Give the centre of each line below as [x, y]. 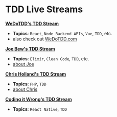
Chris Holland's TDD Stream [36, 74]
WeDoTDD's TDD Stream [32, 24]
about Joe [23, 64]
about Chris [25, 89]
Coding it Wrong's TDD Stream [39, 99]
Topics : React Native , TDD [40, 109]
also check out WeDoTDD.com [45, 39]
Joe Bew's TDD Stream [30, 49]
